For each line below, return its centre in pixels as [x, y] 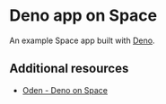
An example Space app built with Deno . [82, 40]
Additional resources [69, 69]
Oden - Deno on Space [65, 90]
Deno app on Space [83, 16]
